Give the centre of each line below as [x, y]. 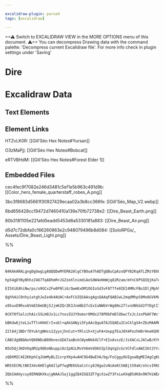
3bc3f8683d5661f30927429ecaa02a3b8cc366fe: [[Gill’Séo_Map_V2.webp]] [82, 202]
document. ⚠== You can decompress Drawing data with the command [76, 42]
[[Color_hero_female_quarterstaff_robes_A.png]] [54, 192]
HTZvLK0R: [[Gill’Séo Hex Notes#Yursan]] [48, 141]
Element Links [27, 129]
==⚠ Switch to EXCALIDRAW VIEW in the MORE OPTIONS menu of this [77, 37]
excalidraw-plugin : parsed [32, 14]
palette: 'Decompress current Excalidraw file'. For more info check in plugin [81, 47]
